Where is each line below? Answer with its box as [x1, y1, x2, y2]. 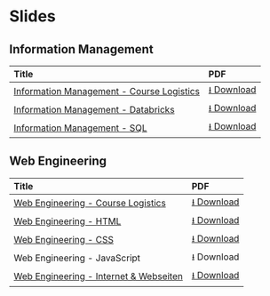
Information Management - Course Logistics [13, 84, 200, 97]
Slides [9, 6, 56, 27]
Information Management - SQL [13, 122, 148, 134]
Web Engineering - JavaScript [13, 252, 140, 264]
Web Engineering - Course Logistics [13, 197, 166, 210]
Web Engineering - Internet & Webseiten [13, 270, 184, 283]
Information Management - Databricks [13, 103, 175, 116]
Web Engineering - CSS [13, 234, 114, 246]
